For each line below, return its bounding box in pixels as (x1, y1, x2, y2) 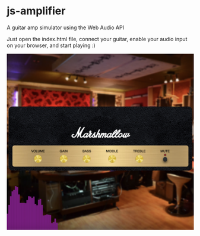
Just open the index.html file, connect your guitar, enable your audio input (7, 35, 188, 42)
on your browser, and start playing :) (7, 42, 96, 49)
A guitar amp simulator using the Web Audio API (7, 24, 124, 31)
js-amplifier (7, 4, 66, 18)
